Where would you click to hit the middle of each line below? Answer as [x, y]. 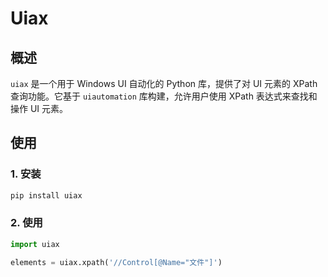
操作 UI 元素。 [39, 108]
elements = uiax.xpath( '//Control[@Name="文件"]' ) [116, 262]
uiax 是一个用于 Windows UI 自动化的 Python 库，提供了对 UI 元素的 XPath [164, 83]
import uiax [35, 244]
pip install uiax [46, 195]
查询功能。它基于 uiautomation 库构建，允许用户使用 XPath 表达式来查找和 [164, 96]
